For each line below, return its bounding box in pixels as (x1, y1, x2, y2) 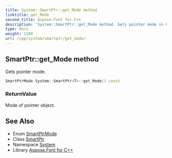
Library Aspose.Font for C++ (12, 147, 73, 153)
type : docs (5, 27, 29, 32)
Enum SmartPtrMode (12, 130, 57, 137)
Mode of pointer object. (5, 102, 55, 108)
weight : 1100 (5, 31, 33, 36)
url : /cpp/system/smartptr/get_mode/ (5, 36, 86, 41)
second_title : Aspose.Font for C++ (5, 17, 81, 22)
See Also (5, 117, 34, 126)
